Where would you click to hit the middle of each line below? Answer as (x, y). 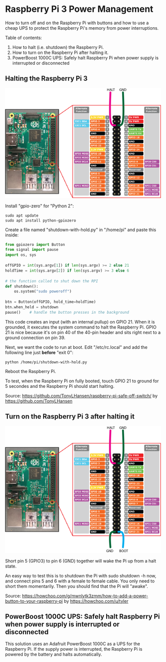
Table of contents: (23, 38)
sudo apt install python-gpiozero (41, 220)
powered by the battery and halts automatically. (54, 655)
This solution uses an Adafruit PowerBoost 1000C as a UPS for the (73, 644)
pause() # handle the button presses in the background (67, 312)
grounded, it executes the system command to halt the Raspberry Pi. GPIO (81, 327)
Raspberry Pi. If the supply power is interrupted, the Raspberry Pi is (74, 649)
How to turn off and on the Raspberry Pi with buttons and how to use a (77, 23)
